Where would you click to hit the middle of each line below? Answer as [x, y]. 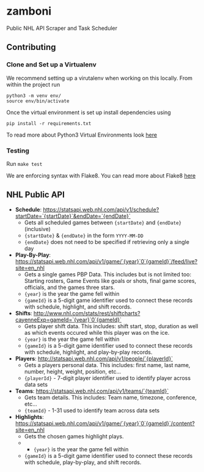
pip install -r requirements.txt [49, 123]
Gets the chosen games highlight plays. [74, 436]
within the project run [33, 84]
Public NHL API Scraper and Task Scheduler [62, 28]
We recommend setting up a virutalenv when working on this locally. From [100, 78]
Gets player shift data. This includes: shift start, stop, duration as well [111, 326]
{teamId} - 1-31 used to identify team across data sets [92, 410]
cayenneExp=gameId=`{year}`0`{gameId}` [68, 320]
